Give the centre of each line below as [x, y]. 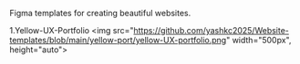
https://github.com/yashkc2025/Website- [212, 30]
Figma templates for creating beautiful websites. [100, 13]
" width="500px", [259, 40]
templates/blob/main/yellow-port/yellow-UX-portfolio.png [118, 40]
